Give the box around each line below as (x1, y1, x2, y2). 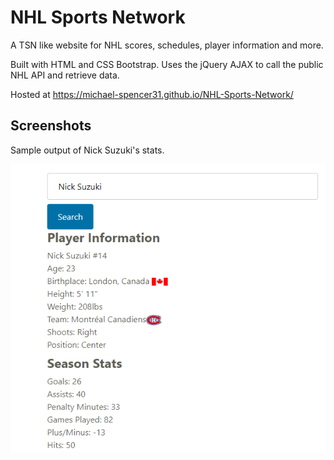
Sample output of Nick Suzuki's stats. (10, 144, 165, 156)
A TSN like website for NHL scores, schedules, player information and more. (10, 39, 324, 51)
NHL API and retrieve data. (10, 69, 120, 81)
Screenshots (10, 117, 92, 135)
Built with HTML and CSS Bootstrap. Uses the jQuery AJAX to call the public (10, 58, 324, 70)
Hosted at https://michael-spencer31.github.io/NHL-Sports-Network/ (10, 88, 294, 100)
